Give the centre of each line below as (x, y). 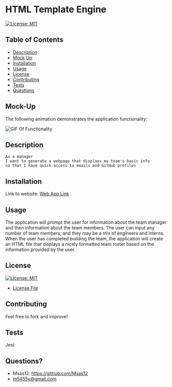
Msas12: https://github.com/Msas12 (50, 374)
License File (25, 288)
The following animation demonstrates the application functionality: (76, 119)
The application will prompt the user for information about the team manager (86, 222)
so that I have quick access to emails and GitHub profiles (71, 166)
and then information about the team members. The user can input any (80, 228)
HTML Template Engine (56, 9)
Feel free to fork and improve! (37, 316)
